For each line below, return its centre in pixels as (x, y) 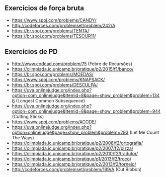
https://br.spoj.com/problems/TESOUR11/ (54, 36)
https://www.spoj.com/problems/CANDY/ (54, 20)
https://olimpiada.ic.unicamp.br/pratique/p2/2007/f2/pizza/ (73, 148)
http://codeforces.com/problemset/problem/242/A (63, 25)
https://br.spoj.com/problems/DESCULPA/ (55, 85)
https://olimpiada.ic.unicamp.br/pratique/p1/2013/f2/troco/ (72, 159)
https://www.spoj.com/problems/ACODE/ (54, 122)
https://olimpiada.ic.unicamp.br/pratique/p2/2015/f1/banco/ (73, 69)
